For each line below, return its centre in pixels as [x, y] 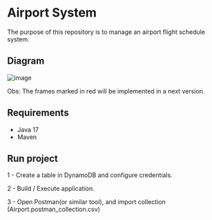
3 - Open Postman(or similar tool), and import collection [86, 202]
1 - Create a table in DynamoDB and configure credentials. [90, 175]
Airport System [52, 13]
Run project [33, 158]
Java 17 [28, 129]
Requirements [38, 113]
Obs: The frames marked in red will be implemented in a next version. [106, 91]
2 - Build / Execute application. [51, 189]
